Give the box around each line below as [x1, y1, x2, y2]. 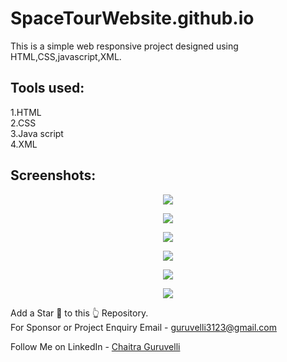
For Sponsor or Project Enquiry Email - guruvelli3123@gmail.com [10, 321, 278, 333]
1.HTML [10, 106, 42, 118]
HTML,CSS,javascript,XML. [10, 50, 122, 62]
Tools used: [10, 80, 85, 97]
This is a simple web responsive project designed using [10, 40, 239, 52]
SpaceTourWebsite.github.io [10, 7, 255, 30]
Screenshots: [10, 167, 97, 184]
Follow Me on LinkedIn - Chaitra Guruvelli [10, 340, 181, 352]
